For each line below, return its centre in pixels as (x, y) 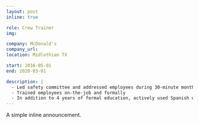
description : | (25, 81)
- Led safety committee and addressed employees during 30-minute (95, 87)
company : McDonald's (32, 44)
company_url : (22, 50)
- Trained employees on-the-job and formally (69, 93)
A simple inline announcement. (44, 115)
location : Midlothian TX (37, 55)
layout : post (22, 12)
